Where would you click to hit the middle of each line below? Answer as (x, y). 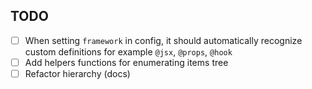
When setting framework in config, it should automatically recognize (163, 40)
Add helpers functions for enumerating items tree (126, 62)
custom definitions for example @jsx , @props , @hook (128, 51)
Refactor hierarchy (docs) (77, 73)
